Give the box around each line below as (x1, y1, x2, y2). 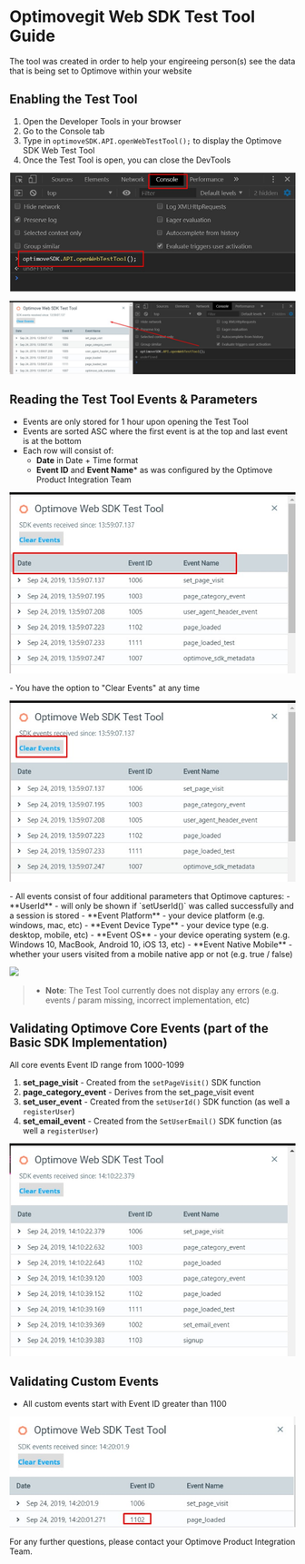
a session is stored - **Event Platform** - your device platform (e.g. (9, 910, 265, 921)
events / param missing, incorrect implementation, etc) (44, 995, 251, 1005)
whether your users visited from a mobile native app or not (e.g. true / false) (9, 948, 293, 959)
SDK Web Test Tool (22, 144, 95, 155)
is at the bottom (22, 435, 82, 446)
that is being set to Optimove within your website (9, 65, 192, 76)
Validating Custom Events (9, 1374, 159, 1390)
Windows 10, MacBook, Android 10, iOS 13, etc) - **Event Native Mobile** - (9, 938, 293, 950)
